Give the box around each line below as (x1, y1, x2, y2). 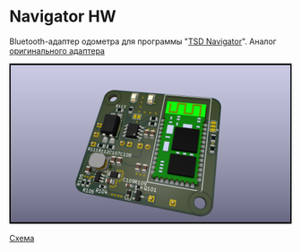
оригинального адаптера (9, 45, 106, 56)
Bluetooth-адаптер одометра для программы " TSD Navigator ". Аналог (9, 36, 277, 47)
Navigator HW (9, 6, 116, 27)
